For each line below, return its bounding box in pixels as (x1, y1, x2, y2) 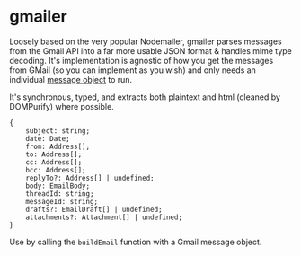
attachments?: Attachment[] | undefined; (25, 213, 182, 222)
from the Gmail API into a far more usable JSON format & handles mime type (9, 45, 292, 56)
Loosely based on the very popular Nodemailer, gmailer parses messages (9, 36, 282, 47)
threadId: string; (25, 189, 94, 199)
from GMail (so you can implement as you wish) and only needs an (9, 65, 256, 75)
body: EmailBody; (25, 181, 91, 190)
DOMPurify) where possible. (9, 101, 114, 111)
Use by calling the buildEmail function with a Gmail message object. (9, 236, 262, 247)
